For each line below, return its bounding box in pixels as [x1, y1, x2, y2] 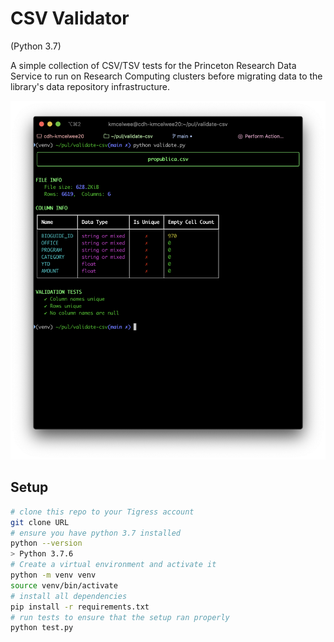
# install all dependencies [10, 591, 128, 601]
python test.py [10, 623, 74, 633]
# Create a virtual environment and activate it [10, 560, 217, 570]
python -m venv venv [10, 570, 97, 581]
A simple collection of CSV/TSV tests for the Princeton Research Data [10, 59, 297, 71]
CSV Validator [10, 7, 130, 30]
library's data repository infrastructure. [10, 80, 170, 92]
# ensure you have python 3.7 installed [10, 528, 182, 538]
